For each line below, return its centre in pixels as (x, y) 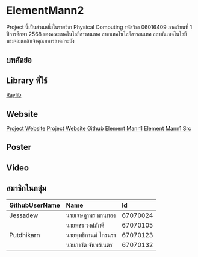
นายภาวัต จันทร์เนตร (89, 244)
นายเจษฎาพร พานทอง (91, 215)
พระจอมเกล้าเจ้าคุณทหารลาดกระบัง (40, 40)
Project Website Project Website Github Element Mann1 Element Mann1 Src (99, 128)
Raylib (14, 95)
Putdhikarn (25, 235)
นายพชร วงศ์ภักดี (85, 225)
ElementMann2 (45, 11)
